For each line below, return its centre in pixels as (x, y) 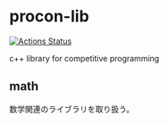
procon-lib (49, 16)
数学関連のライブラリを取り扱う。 (72, 109)
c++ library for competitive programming (84, 58)
